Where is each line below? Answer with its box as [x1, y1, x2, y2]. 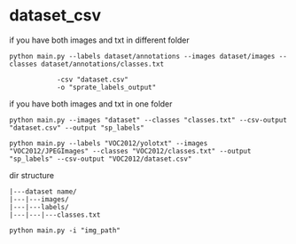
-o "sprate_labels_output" [56, 83, 157, 91]
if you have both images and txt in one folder [9, 98, 173, 109]
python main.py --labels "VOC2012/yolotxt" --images [9, 138, 208, 147]
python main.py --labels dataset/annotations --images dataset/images [9, 51, 276, 60]
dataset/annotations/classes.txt [41, 59, 165, 68]
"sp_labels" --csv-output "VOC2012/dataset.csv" [9, 154, 192, 163]
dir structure [9, 169, 55, 180]
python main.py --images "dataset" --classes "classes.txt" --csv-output [9, 115, 288, 124]
